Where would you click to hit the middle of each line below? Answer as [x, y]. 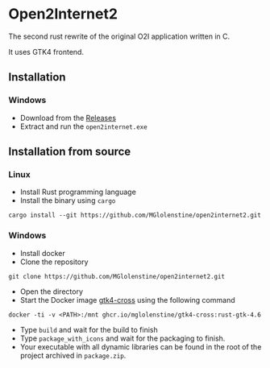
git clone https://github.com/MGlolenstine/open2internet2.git [117, 276]
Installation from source [70, 152]
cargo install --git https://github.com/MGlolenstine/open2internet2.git [135, 215]
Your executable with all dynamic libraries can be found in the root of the [141, 346]
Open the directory [51, 292]
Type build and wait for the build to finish [89, 329]
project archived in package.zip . [73, 355]
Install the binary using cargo [68, 201]
